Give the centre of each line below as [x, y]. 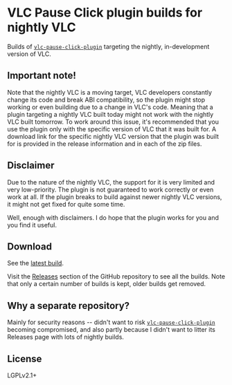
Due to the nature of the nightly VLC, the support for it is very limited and [111, 182]
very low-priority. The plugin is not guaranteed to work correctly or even [110, 189]
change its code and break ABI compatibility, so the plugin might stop [106, 100]
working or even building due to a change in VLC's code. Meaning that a [110, 107]
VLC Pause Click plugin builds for [105, 13]
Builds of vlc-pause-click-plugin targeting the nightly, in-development [108, 46]
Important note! [42, 76]
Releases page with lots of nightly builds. [66, 337]
